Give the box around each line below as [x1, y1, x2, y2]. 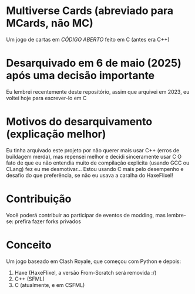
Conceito [6, 238, 52, 251]
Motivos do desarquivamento [6, 115, 153, 128]
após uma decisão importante [6, 69, 155, 83]
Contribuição [6, 192, 72, 206]
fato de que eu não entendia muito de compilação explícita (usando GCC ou [6, 159, 190, 166]
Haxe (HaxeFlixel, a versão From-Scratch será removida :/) [14, 269, 157, 276]
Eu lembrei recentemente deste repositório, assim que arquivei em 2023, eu [6, 88, 190, 95]
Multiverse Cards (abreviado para [6, 4, 174, 18]
